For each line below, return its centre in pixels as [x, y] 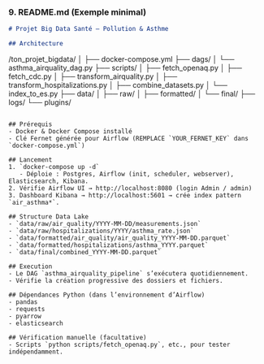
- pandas [23, 302]
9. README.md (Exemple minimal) [78, 12]
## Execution [30, 266]
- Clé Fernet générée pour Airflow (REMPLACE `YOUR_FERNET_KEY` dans [129, 139]
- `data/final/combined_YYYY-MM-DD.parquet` [85, 253]
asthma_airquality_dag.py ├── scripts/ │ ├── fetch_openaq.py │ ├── [125, 68]
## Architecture [36, 44]
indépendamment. [36, 352]
